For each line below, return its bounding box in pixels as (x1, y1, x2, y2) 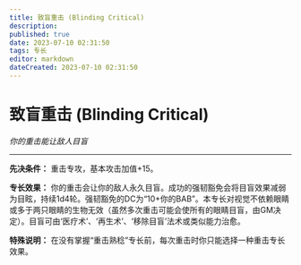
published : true (9, 30, 70, 38)
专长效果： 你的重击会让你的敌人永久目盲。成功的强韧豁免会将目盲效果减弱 (9, 182, 287, 192)
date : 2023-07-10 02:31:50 (9, 38, 110, 47)
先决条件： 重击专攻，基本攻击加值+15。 (9, 163, 159, 174)
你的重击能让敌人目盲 (9, 135, 88, 146)
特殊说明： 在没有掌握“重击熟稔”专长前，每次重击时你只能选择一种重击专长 (9, 235, 286, 245)
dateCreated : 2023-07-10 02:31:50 (9, 64, 139, 73)
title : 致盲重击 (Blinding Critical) (9, 13, 145, 22)
